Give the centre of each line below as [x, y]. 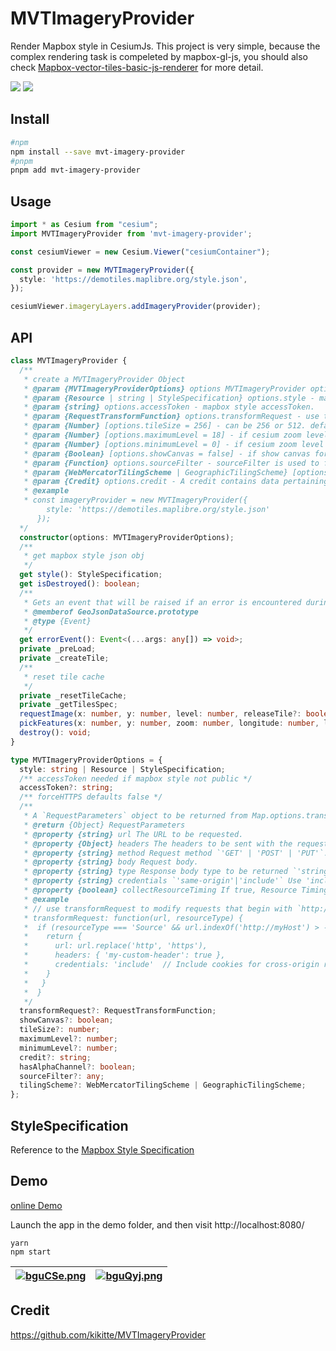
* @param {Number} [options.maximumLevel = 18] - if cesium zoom [162, 435]
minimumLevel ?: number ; [68, 1048]
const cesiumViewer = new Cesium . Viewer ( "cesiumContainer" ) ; [140, 252]
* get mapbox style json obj [84, 556]
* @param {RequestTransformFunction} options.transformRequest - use [171, 417]
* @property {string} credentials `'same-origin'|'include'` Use [162, 881]
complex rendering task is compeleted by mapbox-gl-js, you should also [159, 56]
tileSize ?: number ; [60, 1030]
